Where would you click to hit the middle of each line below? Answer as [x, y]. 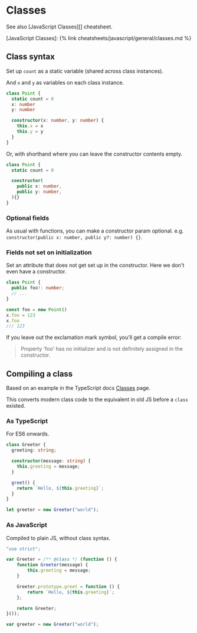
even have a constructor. [36, 272]
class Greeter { [26, 445]
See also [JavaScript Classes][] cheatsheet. [60, 27]
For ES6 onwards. [28, 434]
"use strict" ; [24, 549]
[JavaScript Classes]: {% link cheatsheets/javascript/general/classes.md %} [99, 38]
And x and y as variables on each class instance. [65, 82]
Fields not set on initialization [49, 252]
